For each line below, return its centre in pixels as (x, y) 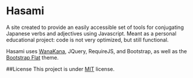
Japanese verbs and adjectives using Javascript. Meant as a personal (91, 33)
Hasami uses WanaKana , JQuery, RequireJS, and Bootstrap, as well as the (97, 51)
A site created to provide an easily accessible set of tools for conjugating (95, 27)
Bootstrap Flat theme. (33, 57)
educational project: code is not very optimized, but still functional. (87, 40)
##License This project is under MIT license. (60, 69)
